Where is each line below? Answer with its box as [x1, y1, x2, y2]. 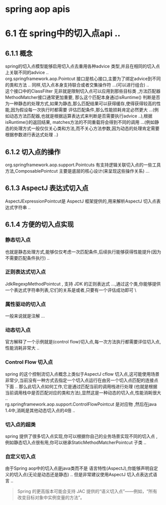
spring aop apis [5, 3, 70, 15]
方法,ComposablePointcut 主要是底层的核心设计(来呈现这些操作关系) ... [5, 168, 150, 174]
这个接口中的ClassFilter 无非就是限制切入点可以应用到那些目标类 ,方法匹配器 [5, 88, 161, 94]
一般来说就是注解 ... [5, 313, 46, 319]
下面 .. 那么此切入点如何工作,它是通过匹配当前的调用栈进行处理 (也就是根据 [5, 383, 158, 389]
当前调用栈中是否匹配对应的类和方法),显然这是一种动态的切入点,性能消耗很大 [5, 390, 162, 396]
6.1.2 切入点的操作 [5, 148, 61, 156]
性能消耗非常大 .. [5, 345, 40, 351]
